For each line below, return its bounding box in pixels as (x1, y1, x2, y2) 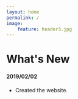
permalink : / (6, 15, 40, 21)
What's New (6, 53, 70, 66)
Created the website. (15, 86, 68, 94)
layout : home (6, 9, 40, 15)
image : (6, 20, 23, 26)
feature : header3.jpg (17, 26, 72, 32)
